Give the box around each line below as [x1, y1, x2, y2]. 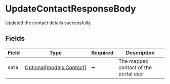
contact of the [118, 64, 152, 71]
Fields [5, 34, 25, 43]
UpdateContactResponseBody [5, 3, 136, 15]
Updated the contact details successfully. [5, 20, 92, 26]
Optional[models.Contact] [24, 64, 87, 71]
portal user [118, 70, 145, 77]
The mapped [118, 57, 149, 64]
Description [125, 49, 155, 56]
